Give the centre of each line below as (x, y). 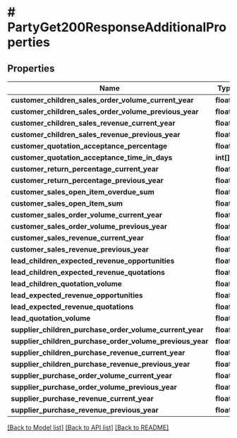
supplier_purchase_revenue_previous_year (85, 410)
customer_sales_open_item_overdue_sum (83, 192)
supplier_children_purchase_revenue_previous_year (101, 364)
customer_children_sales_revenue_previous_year (96, 135)
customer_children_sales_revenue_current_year (93, 123)
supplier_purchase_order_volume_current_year (92, 375)
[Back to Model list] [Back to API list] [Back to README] (88, 427)
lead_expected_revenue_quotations (72, 307)
